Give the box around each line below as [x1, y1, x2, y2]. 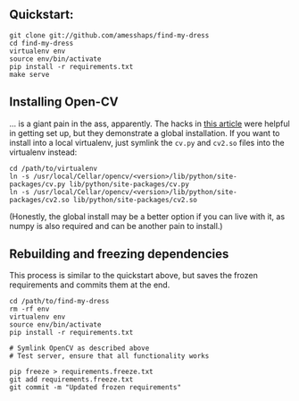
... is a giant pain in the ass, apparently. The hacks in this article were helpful [9, 118, 290, 129]
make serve [9, 70, 50, 79]
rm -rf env [9, 304, 50, 314]
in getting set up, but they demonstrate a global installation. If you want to [9, 127, 280, 138]
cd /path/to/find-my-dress [9, 297, 110, 306]
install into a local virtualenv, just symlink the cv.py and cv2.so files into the [9, 137, 285, 148]
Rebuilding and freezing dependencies [9, 246, 229, 262]
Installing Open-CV [9, 94, 119, 110]
